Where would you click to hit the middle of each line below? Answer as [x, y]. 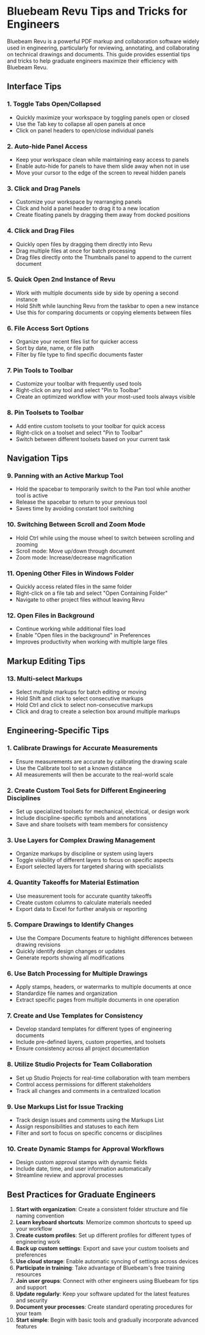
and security [31, 1301]
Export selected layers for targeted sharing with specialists [90, 867]
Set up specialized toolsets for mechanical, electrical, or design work [103, 811]
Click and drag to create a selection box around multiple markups [98, 711]
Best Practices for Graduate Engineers [81, 1194]
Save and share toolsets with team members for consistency [92, 824]
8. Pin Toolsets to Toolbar [45, 413]
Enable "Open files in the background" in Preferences [83, 635]
